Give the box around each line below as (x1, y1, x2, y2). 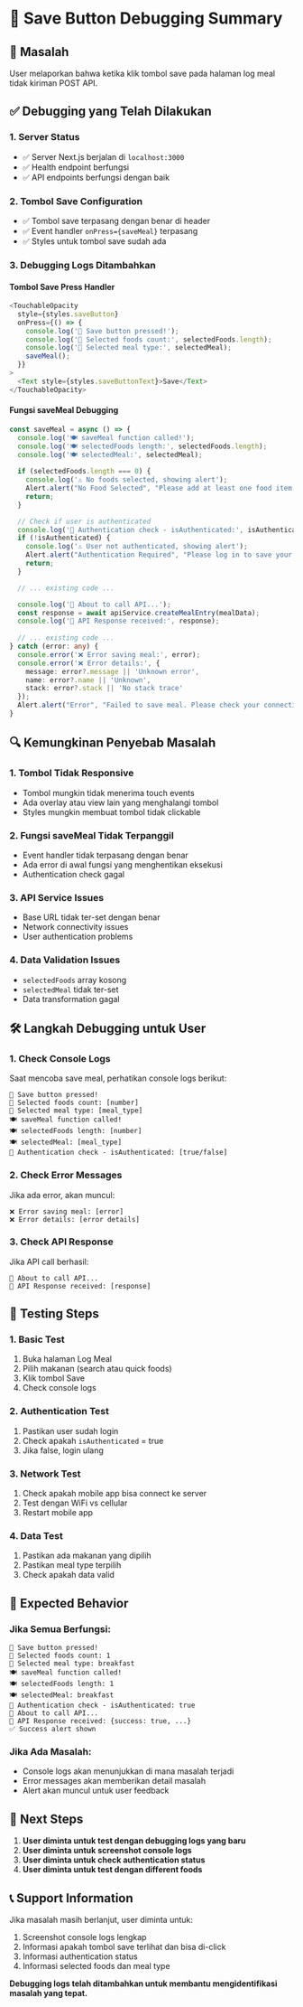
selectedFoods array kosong (22, 974, 127, 985)
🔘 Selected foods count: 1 (9, 1651, 111, 1661)
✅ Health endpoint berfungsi (22, 162, 130, 173)
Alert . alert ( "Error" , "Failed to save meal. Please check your (17, 700, 260, 710)
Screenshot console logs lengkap (22, 1931, 147, 1942)
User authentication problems (22, 931, 133, 943)
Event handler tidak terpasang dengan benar (22, 849, 189, 860)
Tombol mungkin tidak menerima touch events (22, 787, 196, 798)
